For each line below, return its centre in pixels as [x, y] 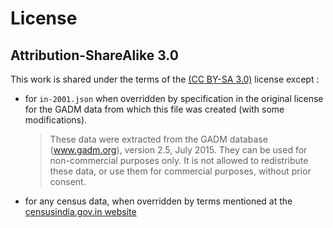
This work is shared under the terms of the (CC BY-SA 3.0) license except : [165, 79]
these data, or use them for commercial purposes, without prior [180, 171]
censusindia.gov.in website [80, 211]
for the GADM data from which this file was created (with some [154, 109]
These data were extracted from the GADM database [158, 139]
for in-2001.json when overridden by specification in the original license [174, 98]
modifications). [56, 120]
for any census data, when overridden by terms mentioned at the [158, 201]
